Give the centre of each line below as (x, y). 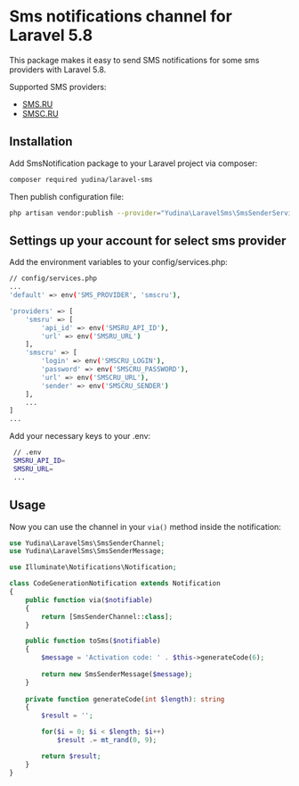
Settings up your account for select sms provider (148, 240)
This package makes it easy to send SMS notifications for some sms (134, 60)
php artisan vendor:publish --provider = (85, 213)
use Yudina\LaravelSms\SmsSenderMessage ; (87, 551)
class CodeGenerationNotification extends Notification (115, 583)
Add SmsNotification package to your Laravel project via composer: (133, 163)
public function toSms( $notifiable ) (93, 641)
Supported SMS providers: (58, 87)
